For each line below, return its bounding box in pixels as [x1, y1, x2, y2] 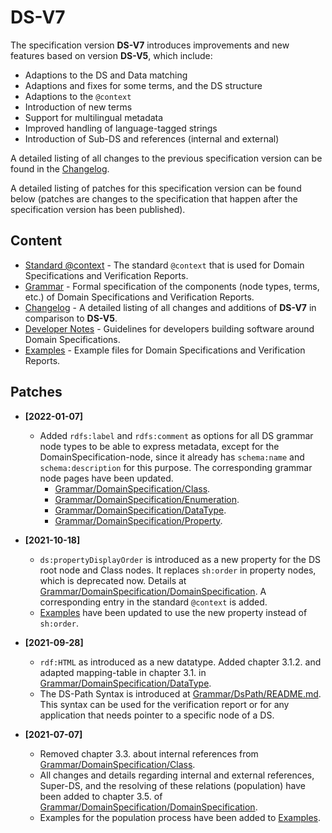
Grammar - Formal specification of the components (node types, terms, [24, 280, 320, 292]
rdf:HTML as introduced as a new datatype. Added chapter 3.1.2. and [39, 656, 322, 668]
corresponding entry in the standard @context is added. [39, 596, 268, 608]
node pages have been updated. [39, 472, 174, 484]
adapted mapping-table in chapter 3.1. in [39, 666, 207, 678]
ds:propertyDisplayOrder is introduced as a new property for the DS [39, 553, 321, 565]
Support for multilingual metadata [24, 111, 164, 123]
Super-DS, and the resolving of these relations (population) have [39, 779, 306, 791]
